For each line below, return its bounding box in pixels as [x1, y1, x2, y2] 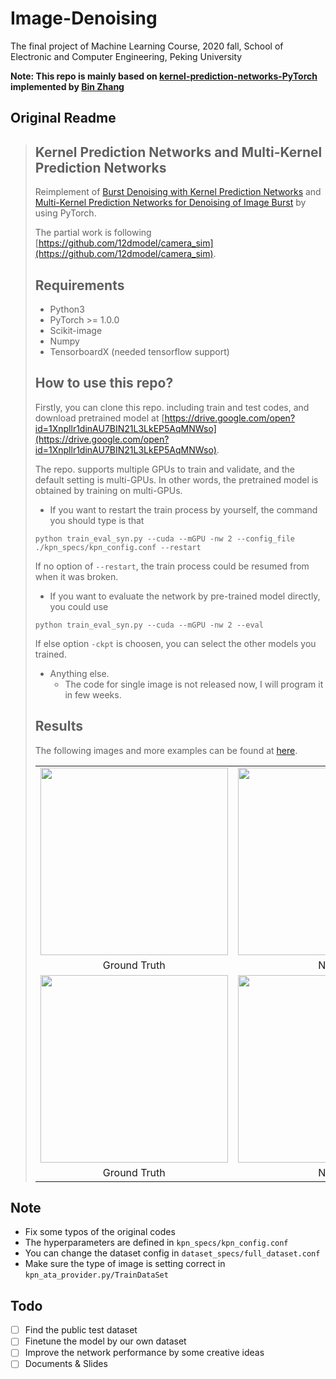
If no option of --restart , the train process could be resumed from [34, 560, 310, 572]
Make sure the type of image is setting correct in [24, 1258, 226, 1270]
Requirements [34, 277, 125, 294]
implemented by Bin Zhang [10, 80, 125, 92]
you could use [49, 600, 109, 612]
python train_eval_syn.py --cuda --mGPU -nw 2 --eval [34, 620, 264, 630]
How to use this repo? [34, 375, 174, 392]
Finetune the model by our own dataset [24, 1335, 187, 1347]
